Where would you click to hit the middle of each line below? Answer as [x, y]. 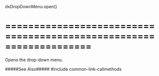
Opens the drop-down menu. [34, 60]
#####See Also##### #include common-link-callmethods [64, 69]
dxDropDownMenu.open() [31, 6]
